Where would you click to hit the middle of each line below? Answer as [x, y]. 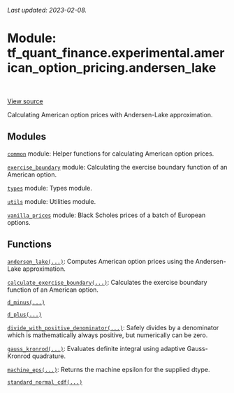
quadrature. [49, 356]
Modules [27, 136]
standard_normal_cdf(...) [45, 382]
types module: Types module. [50, 188]
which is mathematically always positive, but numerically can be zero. [108, 335]
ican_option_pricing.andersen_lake [112, 68]
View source [25, 101]
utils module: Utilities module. [52, 201]
